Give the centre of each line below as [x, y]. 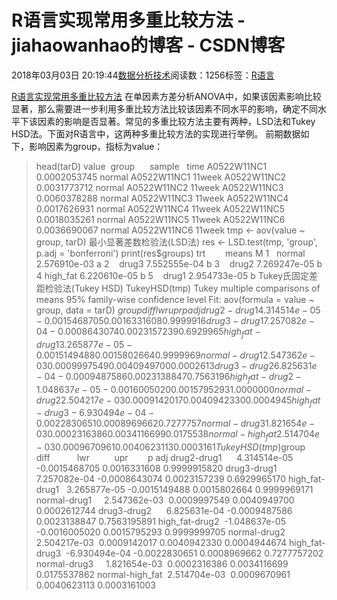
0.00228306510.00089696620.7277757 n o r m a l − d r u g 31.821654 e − [175, 423]
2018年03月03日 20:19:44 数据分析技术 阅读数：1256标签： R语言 [143, 75]
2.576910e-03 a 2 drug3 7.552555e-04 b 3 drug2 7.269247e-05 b [179, 263]
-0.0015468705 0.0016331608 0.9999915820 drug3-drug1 [156, 468]
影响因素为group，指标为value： [96, 146]
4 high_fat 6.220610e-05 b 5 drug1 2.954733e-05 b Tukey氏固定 [172, 275]
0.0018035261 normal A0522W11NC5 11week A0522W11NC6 [160, 219]
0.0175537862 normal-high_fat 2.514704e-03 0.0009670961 [163, 575]
